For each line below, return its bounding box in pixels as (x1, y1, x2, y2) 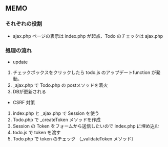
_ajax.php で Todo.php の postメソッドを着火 (12, 82, 108, 88)
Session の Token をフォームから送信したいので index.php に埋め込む (12, 122, 160, 129)
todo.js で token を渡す (12, 129, 61, 135)
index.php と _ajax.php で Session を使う (12, 110, 100, 116)
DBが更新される (12, 88, 47, 94)
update (12, 59, 28, 65)
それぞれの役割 (5, 20, 43, 28)
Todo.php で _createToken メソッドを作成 (12, 116, 101, 122)
